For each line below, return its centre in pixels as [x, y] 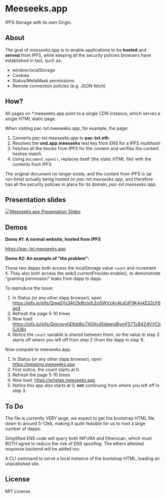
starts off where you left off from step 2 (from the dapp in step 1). [79, 340]
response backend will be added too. [43, 449]
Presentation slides [36, 199]
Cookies [21, 75]
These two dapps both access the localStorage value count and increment [81, 268]
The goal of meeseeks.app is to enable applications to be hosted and [76, 50]
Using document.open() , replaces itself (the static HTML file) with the [82, 159]
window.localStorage [34, 70]
